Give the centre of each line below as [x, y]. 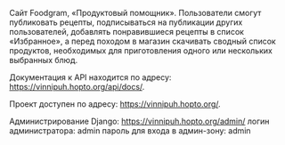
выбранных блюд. [44, 60]
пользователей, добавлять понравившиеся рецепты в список [127, 32]
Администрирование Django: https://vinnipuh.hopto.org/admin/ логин [139, 121]
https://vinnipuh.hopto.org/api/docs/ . [77, 87]
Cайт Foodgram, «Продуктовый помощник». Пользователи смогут [135, 13]
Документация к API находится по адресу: [90, 77]
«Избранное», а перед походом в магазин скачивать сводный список [142, 41]
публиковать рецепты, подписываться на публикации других [126, 22]
